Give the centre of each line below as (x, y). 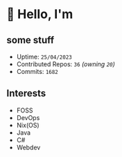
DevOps (28, 117)
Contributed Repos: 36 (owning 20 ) (66, 64)
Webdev (28, 147)
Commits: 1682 (37, 72)
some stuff (31, 40)
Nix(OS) (28, 125)
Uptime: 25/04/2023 (44, 57)
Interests (26, 94)
